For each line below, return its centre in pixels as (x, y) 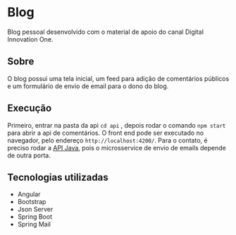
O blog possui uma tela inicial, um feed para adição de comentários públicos (118, 78)
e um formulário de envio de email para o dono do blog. (88, 86)
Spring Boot (35, 217)
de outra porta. (29, 155)
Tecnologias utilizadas (58, 177)
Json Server (35, 210)
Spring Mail (34, 224)
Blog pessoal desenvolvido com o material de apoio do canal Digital (106, 32)
